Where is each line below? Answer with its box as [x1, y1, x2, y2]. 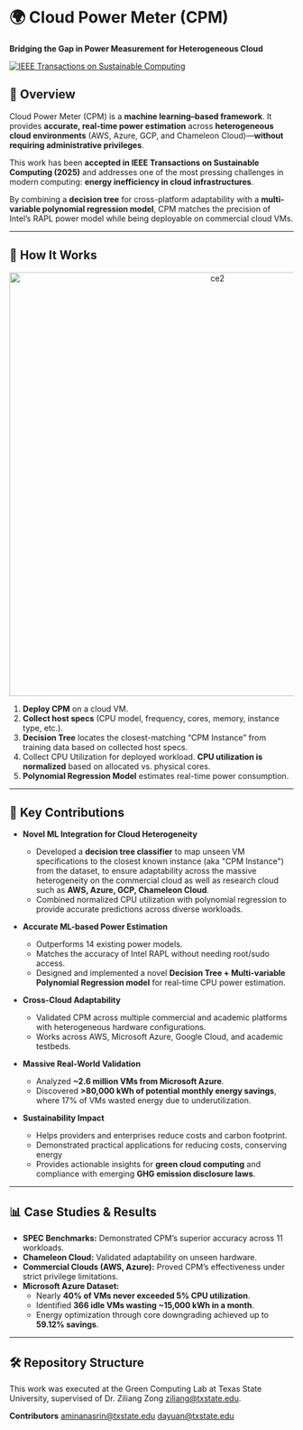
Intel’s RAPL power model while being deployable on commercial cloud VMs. [9, 213, 294, 224]
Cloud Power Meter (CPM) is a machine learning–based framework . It [9, 110, 272, 122]
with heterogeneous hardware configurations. [35, 1022, 207, 1033]
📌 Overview [9, 87, 76, 102]
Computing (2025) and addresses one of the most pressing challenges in [9, 166, 284, 177]
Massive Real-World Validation [22, 1058, 142, 1070]
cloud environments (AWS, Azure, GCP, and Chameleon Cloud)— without [9, 130, 284, 141]
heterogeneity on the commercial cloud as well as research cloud [35, 875, 280, 886]
